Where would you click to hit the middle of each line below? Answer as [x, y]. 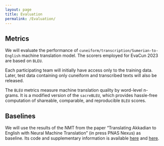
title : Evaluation [24, 14]
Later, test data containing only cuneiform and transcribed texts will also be [81, 75]
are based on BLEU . [24, 61]
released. [14, 81]
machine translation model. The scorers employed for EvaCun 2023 [90, 56]
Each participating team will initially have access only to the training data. [79, 70]
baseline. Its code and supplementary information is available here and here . [82, 138]
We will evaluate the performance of [42, 50]
